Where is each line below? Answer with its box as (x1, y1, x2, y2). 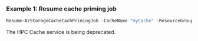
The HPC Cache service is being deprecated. (6, 29, 116, 36)
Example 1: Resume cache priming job (6, 5, 117, 13)
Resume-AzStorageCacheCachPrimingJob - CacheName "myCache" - (6, 18, 160, 24)
